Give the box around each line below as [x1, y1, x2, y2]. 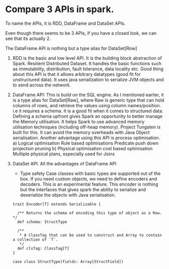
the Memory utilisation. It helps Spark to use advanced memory [12, 118, 145, 124]
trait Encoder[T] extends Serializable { [12, 201, 101, 207]
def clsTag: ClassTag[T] [17, 246, 70, 251]
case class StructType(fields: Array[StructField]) [12, 259, 124, 264]
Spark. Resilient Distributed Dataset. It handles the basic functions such [12, 60, 162, 66]
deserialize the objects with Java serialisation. [20, 192, 116, 198]
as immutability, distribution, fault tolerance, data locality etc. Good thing [12, 66, 164, 72]
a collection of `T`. [12, 237, 58, 242]
